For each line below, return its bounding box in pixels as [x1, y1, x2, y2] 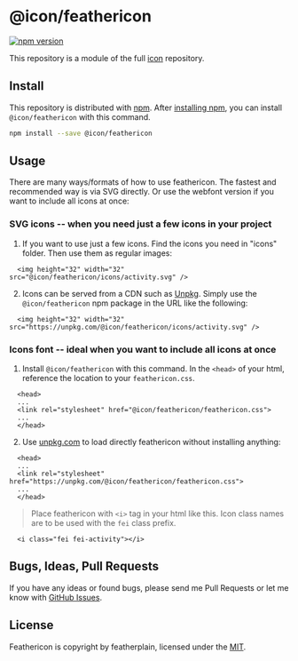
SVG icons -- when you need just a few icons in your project [9, 218, 272, 230]
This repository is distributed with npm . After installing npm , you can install [9, 102, 282, 113]
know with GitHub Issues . [9, 592, 103, 602]
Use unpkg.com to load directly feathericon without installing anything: [21, 437, 281, 448]
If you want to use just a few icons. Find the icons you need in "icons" [21, 238, 278, 249]
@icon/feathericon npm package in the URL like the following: [21, 298, 248, 308]
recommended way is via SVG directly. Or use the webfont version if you [9, 187, 275, 197]
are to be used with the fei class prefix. [30, 518, 176, 529]
